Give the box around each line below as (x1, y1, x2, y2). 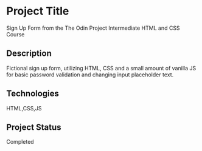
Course (6, 30, 25, 38)
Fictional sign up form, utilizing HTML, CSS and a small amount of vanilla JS (6, 64, 197, 72)
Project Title (6, 4, 69, 18)
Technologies (6, 89, 60, 99)
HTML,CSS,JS (6, 104, 42, 112)
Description (6, 49, 52, 59)
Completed (6, 138, 35, 146)
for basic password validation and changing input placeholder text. (6, 71, 174, 78)
